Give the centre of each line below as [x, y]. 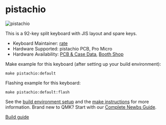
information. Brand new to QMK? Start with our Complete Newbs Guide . [81, 107]
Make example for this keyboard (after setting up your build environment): [83, 64]
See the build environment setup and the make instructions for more [77, 102]
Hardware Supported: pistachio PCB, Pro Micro [63, 48]
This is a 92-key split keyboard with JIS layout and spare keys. [71, 33]
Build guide [17, 117]
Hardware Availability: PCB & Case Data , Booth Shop [68, 54]
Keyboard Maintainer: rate [40, 43]
